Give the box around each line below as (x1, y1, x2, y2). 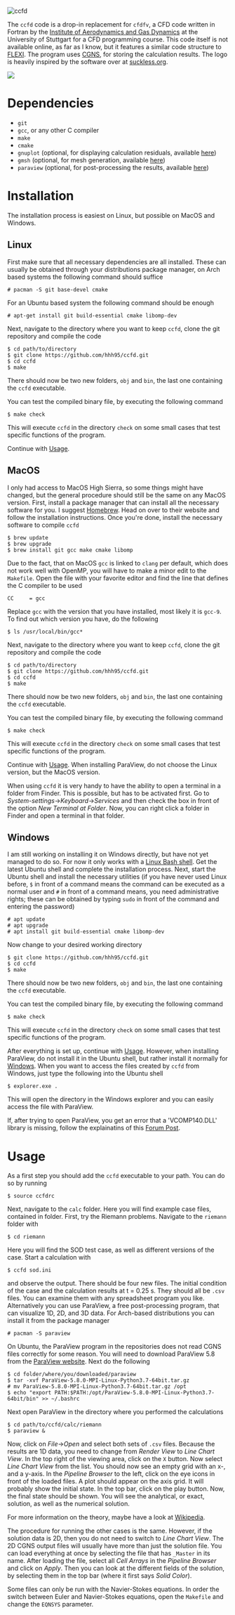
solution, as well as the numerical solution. (7, 1500, 130, 1508)
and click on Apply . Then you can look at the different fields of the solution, (7, 1564, 225, 1573)
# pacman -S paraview (7, 1330, 71, 1338)
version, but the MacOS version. (7, 768, 100, 776)
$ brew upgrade (7, 540, 52, 547)
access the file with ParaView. (7, 1103, 94, 1111)
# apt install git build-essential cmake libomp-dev (7, 928, 165, 936)
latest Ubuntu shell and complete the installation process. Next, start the (7, 865, 216, 874)
